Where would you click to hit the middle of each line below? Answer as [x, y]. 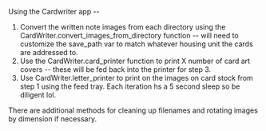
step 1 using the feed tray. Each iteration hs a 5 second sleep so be [130, 86]
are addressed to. [49, 52]
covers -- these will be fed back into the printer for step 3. [115, 69]
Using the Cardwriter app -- [54, 12]
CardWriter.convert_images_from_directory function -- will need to [129, 36]
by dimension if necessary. [53, 119]
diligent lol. [38, 95]
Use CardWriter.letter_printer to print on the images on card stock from [136, 78]
